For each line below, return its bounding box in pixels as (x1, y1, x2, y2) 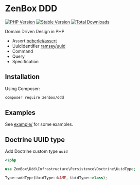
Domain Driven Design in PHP (5, 28, 65, 34)
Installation (5, 73, 40, 81)
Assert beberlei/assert (12, 37, 57, 44)
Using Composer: (5, 86, 40, 92)
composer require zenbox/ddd (5, 95, 64, 100)
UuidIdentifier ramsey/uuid (12, 43, 66, 49)
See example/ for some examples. (5, 121, 73, 127)
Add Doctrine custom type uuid (5, 148, 68, 154)
